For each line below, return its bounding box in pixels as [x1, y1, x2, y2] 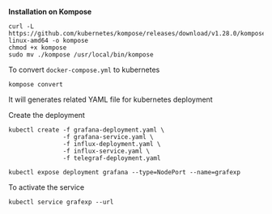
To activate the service [8, 183, 85, 192]
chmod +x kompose [8, 44, 67, 52]
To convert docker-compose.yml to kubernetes [8, 65, 160, 74]
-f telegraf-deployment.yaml [62, 154, 161, 162]
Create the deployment [8, 111, 85, 120]
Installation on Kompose [8, 7, 92, 16]
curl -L [8, 23, 35, 31]
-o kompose [51, 36, 89, 44]
